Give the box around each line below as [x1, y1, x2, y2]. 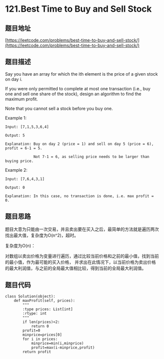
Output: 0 [5, 185, 25, 190]
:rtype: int [22, 311, 47, 316]
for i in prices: [22, 337, 58, 342]
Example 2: [5, 167, 28, 173]
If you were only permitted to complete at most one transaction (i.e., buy [5, 85, 151, 91]
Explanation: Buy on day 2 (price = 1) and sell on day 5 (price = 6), [5, 141, 154, 146]
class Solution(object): [5, 294, 56, 299]
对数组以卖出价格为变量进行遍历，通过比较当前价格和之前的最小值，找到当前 [5, 253, 159, 259]
